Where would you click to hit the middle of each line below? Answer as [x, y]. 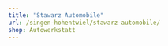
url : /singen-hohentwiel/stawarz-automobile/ [84, 23]
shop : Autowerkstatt [42, 30]
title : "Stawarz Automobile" [56, 15]
